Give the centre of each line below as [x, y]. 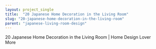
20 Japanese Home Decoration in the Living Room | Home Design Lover [78, 37]
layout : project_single [30, 10]
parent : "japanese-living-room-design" [46, 23]
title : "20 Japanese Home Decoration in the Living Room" [67, 14]
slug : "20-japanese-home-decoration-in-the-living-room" [65, 19]
